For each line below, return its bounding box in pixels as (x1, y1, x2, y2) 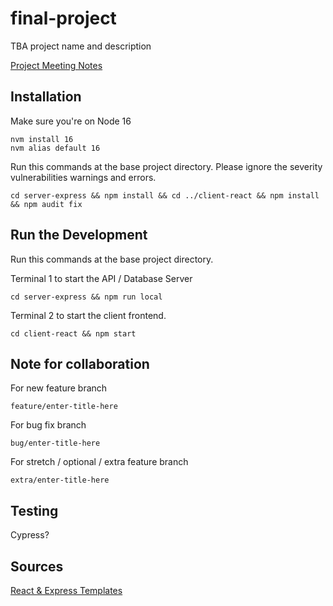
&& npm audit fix (10, 199, 83, 209)
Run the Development (10, 227, 148, 244)
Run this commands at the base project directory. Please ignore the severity (10, 160, 323, 172)
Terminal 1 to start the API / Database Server (10, 272, 193, 284)
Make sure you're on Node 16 (10, 115, 132, 127)
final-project (10, 7, 117, 30)
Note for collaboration (10, 355, 150, 372)
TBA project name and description (10, 40, 152, 52)
